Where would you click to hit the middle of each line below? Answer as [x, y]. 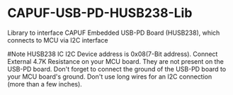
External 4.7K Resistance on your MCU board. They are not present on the [116, 61]
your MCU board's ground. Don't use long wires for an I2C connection [110, 77]
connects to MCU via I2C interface [58, 40]
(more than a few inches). [45, 84]
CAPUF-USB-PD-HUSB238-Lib [100, 13]
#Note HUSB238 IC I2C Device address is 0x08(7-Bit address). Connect [113, 54]
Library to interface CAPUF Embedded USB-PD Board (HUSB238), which [114, 33]
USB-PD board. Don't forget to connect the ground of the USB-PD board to [117, 69]
